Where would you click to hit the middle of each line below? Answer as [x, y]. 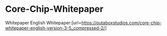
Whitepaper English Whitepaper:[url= [43, 23]
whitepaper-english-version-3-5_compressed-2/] [56, 28]
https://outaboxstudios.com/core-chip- [122, 23]
